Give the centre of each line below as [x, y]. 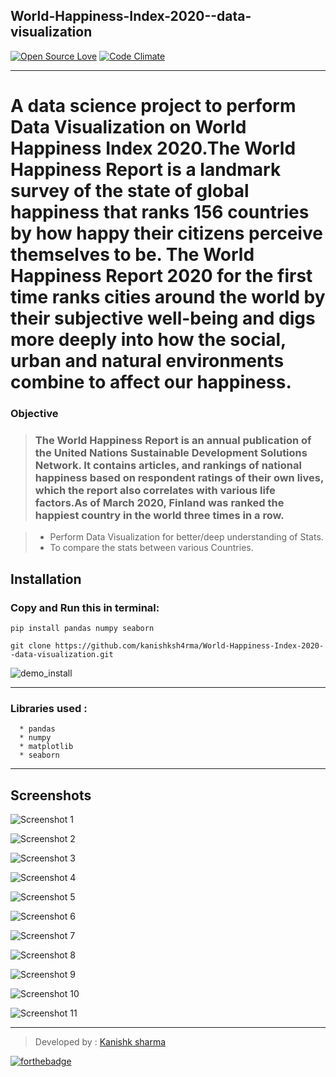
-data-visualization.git [62, 654]
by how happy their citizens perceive [166, 233]
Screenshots [51, 795]
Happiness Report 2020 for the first [161, 276]
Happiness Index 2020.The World [153, 148]
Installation [46, 579]
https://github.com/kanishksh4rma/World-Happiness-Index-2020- [189, 645]
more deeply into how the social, [148, 340]
